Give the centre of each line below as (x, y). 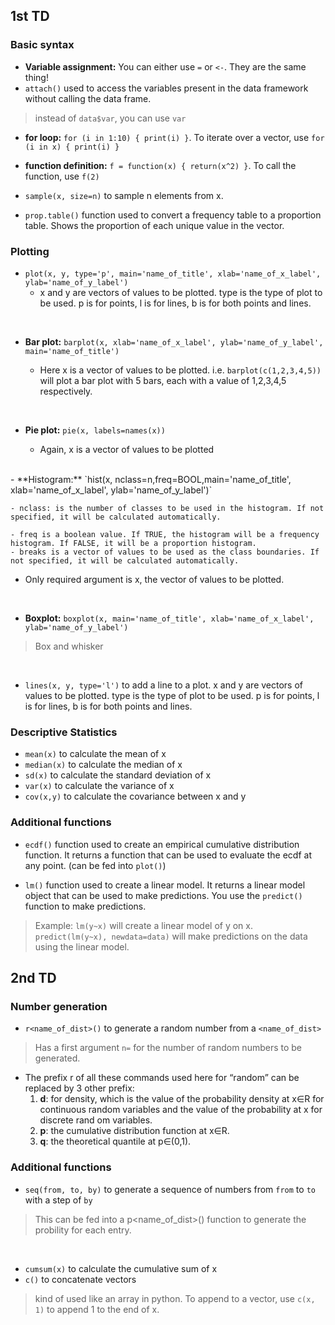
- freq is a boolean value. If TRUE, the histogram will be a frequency (165, 534)
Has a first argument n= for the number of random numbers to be (168, 1048)
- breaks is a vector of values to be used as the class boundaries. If (165, 552)
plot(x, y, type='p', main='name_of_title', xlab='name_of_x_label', (173, 274)
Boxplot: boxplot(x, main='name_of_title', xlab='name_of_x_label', (169, 618)
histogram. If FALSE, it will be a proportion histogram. (133, 543)
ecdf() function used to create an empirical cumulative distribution (162, 844)
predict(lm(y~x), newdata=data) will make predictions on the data (171, 936)
